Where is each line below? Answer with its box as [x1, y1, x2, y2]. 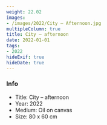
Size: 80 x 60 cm [15, 113, 57, 120]
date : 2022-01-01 [6, 37, 50, 43]
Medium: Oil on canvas [15, 106, 73, 113]
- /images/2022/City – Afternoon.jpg [6, 20, 102, 26]
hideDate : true [6, 59, 45, 66]
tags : [6, 43, 20, 49]
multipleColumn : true [6, 25, 61, 32]
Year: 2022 [15, 100, 44, 107]
